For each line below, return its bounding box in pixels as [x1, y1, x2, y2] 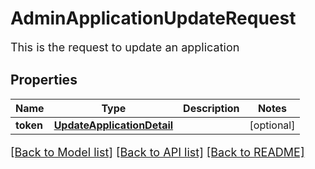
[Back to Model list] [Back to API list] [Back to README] [10, 145, 305, 159]
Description [183, 101, 240, 115]
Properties [10, 72, 78, 89]
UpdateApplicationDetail [53, 118, 174, 132]
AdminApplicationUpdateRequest [10, 7, 297, 30]
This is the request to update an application [10, 40, 240, 54]
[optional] [249, 118, 296, 132]
